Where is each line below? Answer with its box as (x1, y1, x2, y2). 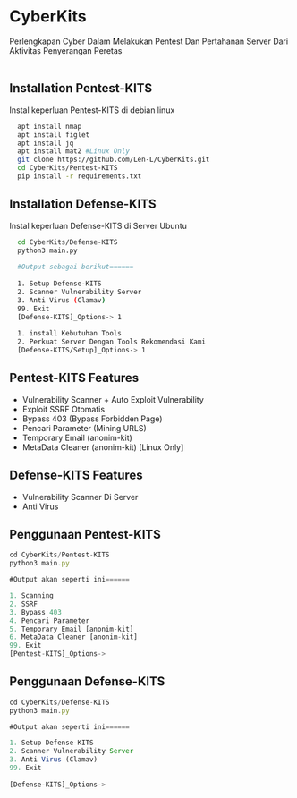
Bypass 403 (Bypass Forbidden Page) (21, 413, 163, 424)
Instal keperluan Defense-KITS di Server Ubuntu (9, 220, 188, 231)
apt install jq (17, 139, 74, 148)
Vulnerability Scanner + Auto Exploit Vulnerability (21, 394, 204, 404)
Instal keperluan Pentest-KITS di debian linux (9, 105, 175, 115)
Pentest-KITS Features (9, 370, 140, 386)
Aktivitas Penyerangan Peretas (9, 45, 123, 55)
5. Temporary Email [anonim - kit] (9, 624, 134, 633)
